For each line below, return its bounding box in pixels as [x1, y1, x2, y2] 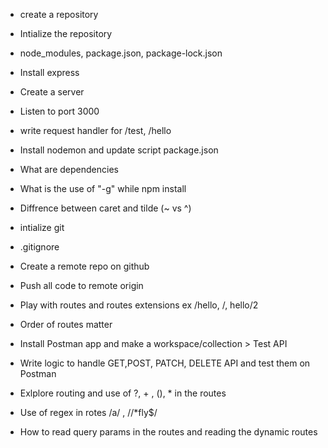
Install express [19, 67, 80, 78]
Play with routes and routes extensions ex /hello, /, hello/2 [19, 299, 259, 311]
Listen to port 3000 [19, 105, 100, 117]
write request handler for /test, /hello [19, 125, 172, 136]
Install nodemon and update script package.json [19, 144, 219, 156]
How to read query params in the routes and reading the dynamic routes [19, 426, 318, 438]
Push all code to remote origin [19, 280, 144, 291]
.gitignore [19, 241, 60, 253]
